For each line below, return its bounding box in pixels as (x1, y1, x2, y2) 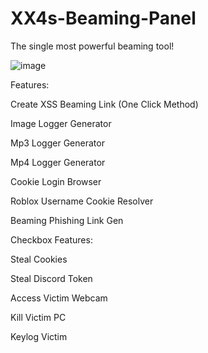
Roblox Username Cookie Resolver (10, 195, 154, 207)
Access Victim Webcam (10, 292, 108, 304)
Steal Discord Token (10, 272, 93, 284)
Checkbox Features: (10, 233, 93, 246)
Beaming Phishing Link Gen (10, 214, 124, 226)
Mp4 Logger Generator (10, 156, 106, 168)
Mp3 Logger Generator (10, 137, 105, 149)
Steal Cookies (10, 253, 68, 265)
